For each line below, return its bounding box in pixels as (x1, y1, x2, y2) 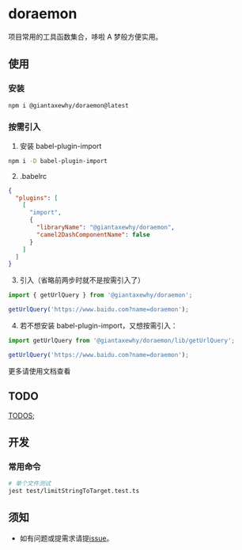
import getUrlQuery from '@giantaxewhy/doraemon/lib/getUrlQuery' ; (8, 337, 236, 345)
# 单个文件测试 (8, 480, 51, 487)
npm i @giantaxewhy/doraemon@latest (8, 101, 129, 109)
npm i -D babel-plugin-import (8, 157, 108, 165)
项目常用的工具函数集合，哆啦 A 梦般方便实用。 (8, 32, 163, 41)
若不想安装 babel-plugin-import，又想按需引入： (19, 321, 178, 331)
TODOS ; (8, 411, 36, 420)
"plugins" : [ (15, 194, 59, 202)
